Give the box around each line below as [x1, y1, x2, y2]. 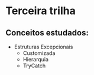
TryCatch [22, 62, 46, 69]
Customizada [22, 50, 56, 57]
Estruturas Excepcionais [14, 43, 73, 50]
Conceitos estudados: [5, 28, 89, 38]
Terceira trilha [5, 4, 76, 18]
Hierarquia [22, 56, 48, 63]
